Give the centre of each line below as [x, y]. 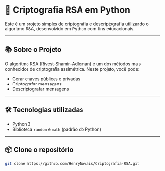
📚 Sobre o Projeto [33, 49]
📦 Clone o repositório [39, 150]
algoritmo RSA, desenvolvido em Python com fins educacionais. [70, 28]
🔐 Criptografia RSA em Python [68, 10]
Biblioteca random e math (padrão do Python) [57, 129]
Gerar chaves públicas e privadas [46, 79]
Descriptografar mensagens [41, 89]
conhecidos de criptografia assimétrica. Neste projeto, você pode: [72, 69]
